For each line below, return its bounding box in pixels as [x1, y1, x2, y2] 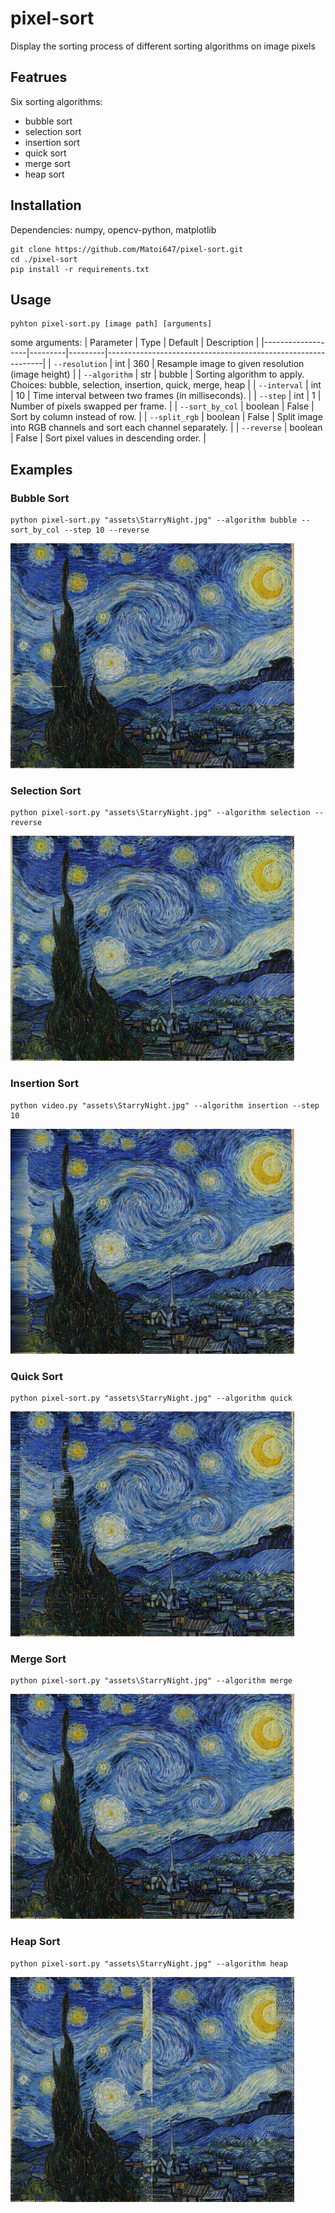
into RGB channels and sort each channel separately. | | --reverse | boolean [10, 422, 323, 434]
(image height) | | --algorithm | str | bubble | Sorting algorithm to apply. [10, 368, 305, 381]
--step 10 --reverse [63, 525, 150, 536]
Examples [10, 461, 73, 478]
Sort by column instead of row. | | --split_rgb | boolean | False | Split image [10, 411, 323, 423]
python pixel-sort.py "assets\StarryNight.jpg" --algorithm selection [10, 808, 311, 818]
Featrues [10, 69, 68, 86]
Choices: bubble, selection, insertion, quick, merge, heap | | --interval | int [10, 379, 322, 391]
